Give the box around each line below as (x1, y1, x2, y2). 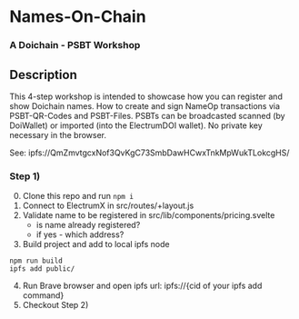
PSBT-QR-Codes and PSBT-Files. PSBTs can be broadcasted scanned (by (9, 110, 285, 121)
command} (22, 290, 65, 301)
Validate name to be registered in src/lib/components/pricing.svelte (22, 210, 275, 221)
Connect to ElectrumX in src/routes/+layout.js (22, 200, 194, 211)
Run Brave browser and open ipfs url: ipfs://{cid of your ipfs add (22, 280, 263, 292)
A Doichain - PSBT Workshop (9, 39, 141, 52)
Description (9, 66, 77, 83)
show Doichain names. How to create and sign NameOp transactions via (9, 100, 280, 111)
